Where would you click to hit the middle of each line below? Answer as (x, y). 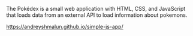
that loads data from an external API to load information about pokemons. (97, 15)
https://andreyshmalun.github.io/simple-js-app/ (65, 27)
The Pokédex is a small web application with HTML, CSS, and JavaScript (96, 9)
